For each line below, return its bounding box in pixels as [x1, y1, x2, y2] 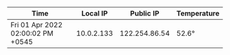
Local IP [81, 9, 108, 18]
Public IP [129, 9, 159, 18]
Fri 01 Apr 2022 [10, 20, 63, 29]
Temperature [176, 9, 220, 18]
